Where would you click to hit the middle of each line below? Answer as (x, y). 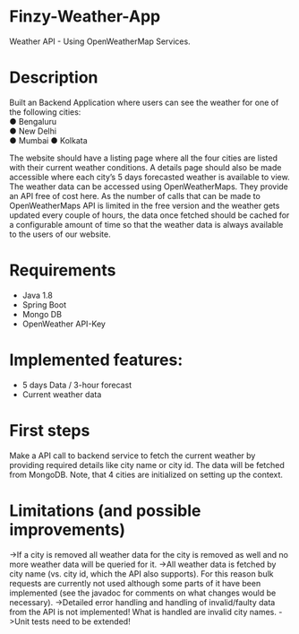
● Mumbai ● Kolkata (48, 140)
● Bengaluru (33, 121)
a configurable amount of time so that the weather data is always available (146, 224)
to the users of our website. (60, 234)
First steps (50, 430)
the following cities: (45, 112)
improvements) (68, 530)
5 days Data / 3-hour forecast (77, 385)
